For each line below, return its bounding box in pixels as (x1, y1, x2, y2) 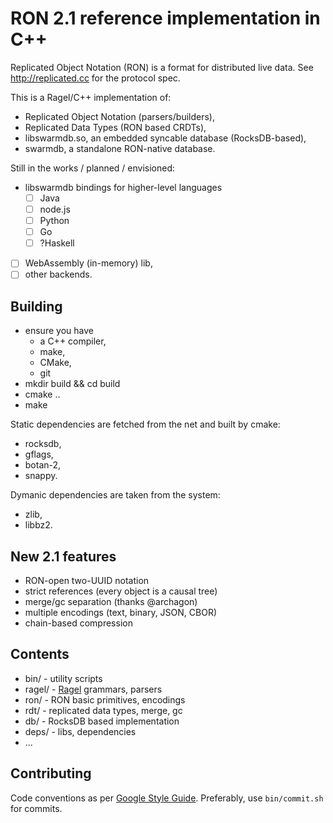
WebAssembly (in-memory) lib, (24, 257, 153, 269)
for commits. (10, 802, 63, 814)
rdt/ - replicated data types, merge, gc (24, 704, 183, 716)
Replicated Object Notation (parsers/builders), (24, 110, 215, 122)
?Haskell (39, 237, 75, 249)
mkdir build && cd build (24, 378, 121, 390)
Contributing (10, 765, 92, 782)
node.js (39, 203, 71, 215)
